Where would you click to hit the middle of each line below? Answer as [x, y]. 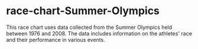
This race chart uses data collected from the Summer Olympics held [89, 27]
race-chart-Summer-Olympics [83, 11]
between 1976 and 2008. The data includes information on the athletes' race [99, 33]
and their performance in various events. [56, 40]
